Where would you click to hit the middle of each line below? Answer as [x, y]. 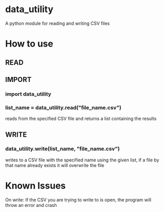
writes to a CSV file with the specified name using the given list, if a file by [82, 160]
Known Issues [36, 186]
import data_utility [28, 94]
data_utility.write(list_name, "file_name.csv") [63, 149]
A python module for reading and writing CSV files [58, 23]
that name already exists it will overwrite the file [55, 165]
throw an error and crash [31, 205]
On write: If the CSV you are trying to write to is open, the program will [78, 200]
